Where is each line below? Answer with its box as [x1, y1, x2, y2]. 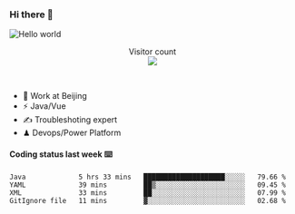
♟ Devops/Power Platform [22, 127, 122, 139]
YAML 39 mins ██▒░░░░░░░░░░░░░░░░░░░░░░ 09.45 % [9, 180, 286, 190]
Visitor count [128, 46, 177, 57]
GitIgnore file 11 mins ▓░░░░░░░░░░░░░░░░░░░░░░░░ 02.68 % [9, 196, 286, 205]
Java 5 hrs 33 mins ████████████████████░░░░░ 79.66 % [9, 172, 286, 181]
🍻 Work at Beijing [22, 91, 88, 102]
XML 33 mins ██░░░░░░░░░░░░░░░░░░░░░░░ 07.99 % [9, 188, 286, 198]
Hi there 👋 [9, 8, 54, 21]
